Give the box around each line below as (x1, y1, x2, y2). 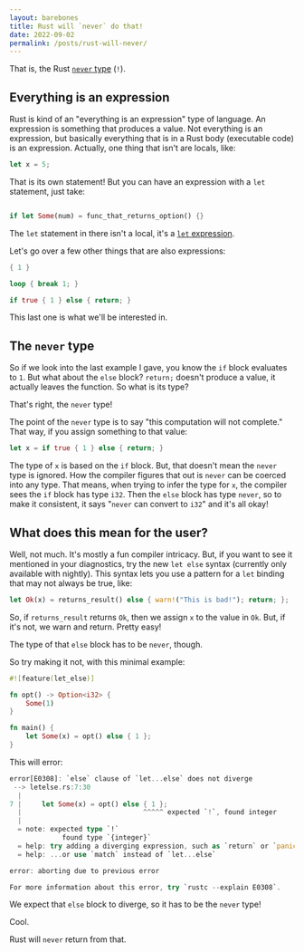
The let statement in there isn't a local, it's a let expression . (9, 227, 235, 238)
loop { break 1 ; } (9, 279, 79, 288)
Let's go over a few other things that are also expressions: (9, 245, 226, 256)
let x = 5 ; (9, 160, 51, 169)
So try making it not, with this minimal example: (9, 656, 185, 667)
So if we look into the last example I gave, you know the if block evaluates (9, 362, 288, 373)
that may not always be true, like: (9, 577, 133, 589)
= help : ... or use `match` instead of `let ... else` (17, 850, 217, 859)
